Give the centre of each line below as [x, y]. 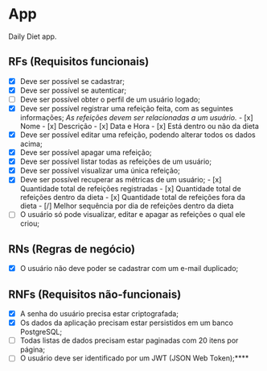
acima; [31, 144]
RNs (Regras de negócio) [72, 249]
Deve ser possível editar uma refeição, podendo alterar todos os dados [138, 135]
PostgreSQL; [41, 332]
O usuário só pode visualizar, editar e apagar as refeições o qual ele [132, 215]
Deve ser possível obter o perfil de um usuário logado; [110, 99]
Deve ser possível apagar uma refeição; [86, 152]
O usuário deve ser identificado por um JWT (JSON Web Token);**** [134, 358]
